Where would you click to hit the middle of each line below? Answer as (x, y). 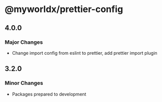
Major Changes (24, 42)
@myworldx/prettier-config (64, 9)
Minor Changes (24, 83)
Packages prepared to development (49, 94)
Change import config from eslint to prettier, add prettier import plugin (85, 53)
